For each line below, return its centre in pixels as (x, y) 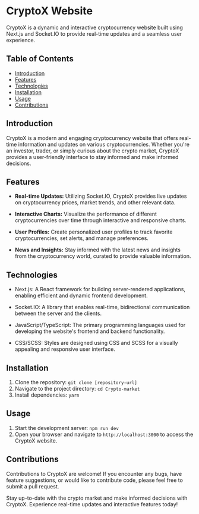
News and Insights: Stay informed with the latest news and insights (98, 250)
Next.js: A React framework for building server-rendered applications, (100, 289)
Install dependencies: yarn (47, 395)
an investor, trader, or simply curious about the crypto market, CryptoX (93, 151)
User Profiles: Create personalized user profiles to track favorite (94, 232)
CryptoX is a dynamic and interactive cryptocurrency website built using (94, 27)
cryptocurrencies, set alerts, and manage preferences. (81, 238)
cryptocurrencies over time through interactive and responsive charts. (100, 220)
